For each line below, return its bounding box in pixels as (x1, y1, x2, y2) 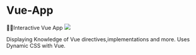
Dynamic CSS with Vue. (6, 42, 66, 49)
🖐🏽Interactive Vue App (6, 24, 63, 31)
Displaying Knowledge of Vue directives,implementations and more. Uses (6, 35, 190, 42)
